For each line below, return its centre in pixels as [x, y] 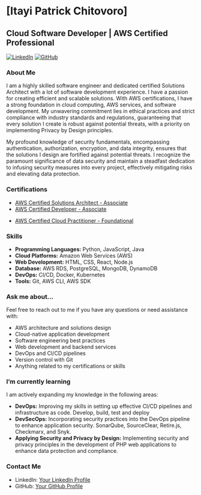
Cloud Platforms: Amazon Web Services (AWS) [74, 255]
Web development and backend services [65, 347]
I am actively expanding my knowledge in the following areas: [82, 395]
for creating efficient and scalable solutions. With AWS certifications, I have [99, 99]
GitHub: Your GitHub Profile [49, 486]
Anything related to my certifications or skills [70, 366]
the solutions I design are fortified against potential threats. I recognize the [98, 155]
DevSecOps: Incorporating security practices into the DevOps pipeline [102, 419]
